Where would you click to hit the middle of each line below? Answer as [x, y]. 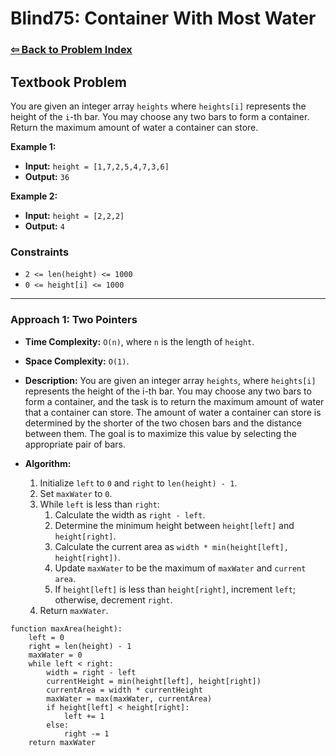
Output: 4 [44, 226]
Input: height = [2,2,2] [74, 215]
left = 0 [46, 637]
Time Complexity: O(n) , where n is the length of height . [139, 341]
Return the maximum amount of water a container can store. [134, 127]
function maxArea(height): [66, 628]
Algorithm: [48, 463]
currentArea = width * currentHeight [124, 690]
